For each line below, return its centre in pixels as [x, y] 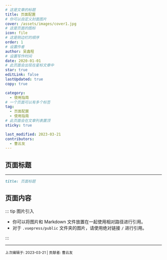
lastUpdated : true [24, 79]
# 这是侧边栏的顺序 [22, 38]
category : [15, 93]
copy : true [16, 84]
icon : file [16, 33]
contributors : [20, 139]
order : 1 [14, 42]
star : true [16, 70]
